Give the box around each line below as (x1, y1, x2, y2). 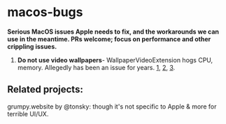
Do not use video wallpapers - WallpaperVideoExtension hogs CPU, (17, 55, 213, 64)
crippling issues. (7, 42, 57, 50)
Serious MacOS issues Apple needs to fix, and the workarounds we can (7, 27, 219, 36)
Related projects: (7, 83, 84, 95)
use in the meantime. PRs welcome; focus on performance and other (7, 34, 211, 43)
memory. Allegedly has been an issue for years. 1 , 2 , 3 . (17, 63, 176, 71)
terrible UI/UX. (7, 109, 49, 118)
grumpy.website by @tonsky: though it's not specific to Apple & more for (7, 102, 217, 111)
